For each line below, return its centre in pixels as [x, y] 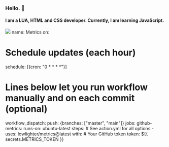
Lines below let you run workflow [77, 87]
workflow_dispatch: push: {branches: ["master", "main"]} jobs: [71, 123]
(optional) [26, 109]
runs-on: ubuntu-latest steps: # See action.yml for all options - [89, 128]
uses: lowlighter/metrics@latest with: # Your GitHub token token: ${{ [77, 134]
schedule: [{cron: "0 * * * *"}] [36, 67]
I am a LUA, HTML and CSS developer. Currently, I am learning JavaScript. [85, 20]
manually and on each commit [70, 98]
